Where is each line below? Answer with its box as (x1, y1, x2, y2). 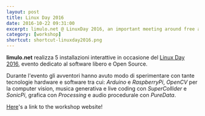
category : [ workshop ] (6, 32, 62, 38)
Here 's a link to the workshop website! (6, 103, 103, 110)
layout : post (6, 9, 40, 15)
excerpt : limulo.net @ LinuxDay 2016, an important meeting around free (6, 26, 195, 32)
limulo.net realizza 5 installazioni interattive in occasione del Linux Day (6, 54, 185, 61)
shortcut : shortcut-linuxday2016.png (6, 37, 103, 43)
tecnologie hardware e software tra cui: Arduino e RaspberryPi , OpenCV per (6, 78, 198, 86)
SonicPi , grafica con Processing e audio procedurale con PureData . (6, 92, 176, 98)
